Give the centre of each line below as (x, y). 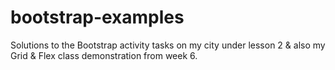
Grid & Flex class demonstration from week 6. (104, 55)
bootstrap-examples (97, 17)
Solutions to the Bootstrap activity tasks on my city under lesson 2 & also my (168, 45)
